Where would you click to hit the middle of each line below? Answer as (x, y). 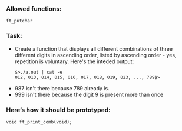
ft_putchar (19, 21)
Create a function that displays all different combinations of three (93, 48)
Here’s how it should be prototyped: (58, 110)
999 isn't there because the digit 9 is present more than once (89, 94)
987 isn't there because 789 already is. (62, 88)
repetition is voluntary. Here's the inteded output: (74, 61)
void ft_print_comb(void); (39, 122)
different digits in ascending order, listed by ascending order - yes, (95, 55)
